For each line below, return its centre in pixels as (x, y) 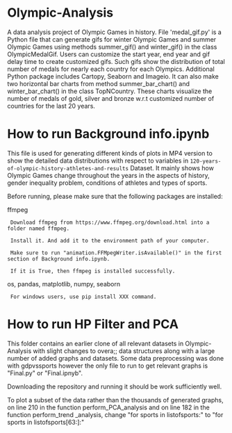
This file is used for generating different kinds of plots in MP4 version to (110, 153)
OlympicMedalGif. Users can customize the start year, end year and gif (109, 54)
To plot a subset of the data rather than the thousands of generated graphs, (115, 400)
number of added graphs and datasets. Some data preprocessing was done (116, 358)
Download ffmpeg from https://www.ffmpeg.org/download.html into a (110, 222)
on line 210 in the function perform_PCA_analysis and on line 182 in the (108, 407)
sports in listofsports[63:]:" (46, 422)
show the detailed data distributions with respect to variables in (98, 161)
